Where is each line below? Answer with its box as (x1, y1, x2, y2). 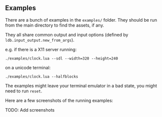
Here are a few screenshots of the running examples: (5, 97, 114, 103)
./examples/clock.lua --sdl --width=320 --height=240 (5, 56, 119, 61)
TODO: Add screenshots (5, 107, 55, 113)
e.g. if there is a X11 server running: (5, 46, 77, 52)
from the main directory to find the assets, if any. (5, 22, 105, 28)
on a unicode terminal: (5, 64, 51, 70)
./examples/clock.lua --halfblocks (5, 74, 79, 79)
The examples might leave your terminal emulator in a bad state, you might (5, 83, 157, 88)
